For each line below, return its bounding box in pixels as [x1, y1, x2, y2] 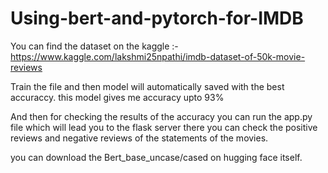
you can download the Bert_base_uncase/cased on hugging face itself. [10, 151, 303, 163]
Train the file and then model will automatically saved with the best [10, 80, 285, 92]
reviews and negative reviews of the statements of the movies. [10, 132, 269, 144]
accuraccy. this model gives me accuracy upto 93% [10, 91, 225, 103]
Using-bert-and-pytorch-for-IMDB [10, 7, 304, 30]
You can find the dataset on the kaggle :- [10, 40, 179, 52]
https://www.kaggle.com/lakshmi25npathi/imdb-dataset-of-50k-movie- [10, 50, 306, 62]
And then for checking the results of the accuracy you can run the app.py [10, 110, 313, 122]
